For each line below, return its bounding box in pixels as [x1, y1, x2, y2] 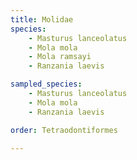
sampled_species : [10, 79, 83, 90]
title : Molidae [10, 14, 74, 25]
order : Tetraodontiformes [10, 125, 118, 135]
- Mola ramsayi [28, 52, 92, 62]
